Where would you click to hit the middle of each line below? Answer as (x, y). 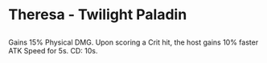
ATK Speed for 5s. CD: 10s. (53, 50)
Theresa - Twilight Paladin (98, 15)
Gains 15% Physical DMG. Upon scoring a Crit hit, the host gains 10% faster (133, 42)
